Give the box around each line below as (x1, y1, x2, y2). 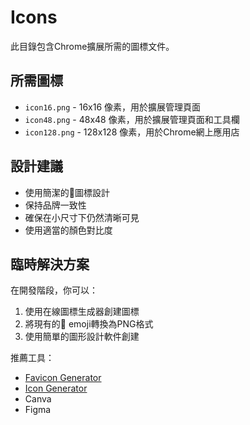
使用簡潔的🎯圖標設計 (24, 186, 110, 198)
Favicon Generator (24, 372, 102, 384)
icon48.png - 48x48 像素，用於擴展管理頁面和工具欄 (24, 113, 240, 125)
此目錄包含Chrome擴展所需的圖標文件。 (10, 40, 175, 52)
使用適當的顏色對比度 (24, 224, 113, 236)
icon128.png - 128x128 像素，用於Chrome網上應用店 (24, 126, 240, 138)
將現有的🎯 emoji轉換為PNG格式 (24, 318, 154, 330)
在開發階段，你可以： (10, 284, 98, 296)
